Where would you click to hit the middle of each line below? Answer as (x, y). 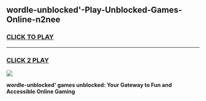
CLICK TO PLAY (30, 37)
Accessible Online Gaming (41, 91)
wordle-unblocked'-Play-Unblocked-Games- (94, 10)
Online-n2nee (33, 20)
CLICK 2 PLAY (28, 60)
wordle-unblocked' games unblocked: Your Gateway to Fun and (89, 84)
